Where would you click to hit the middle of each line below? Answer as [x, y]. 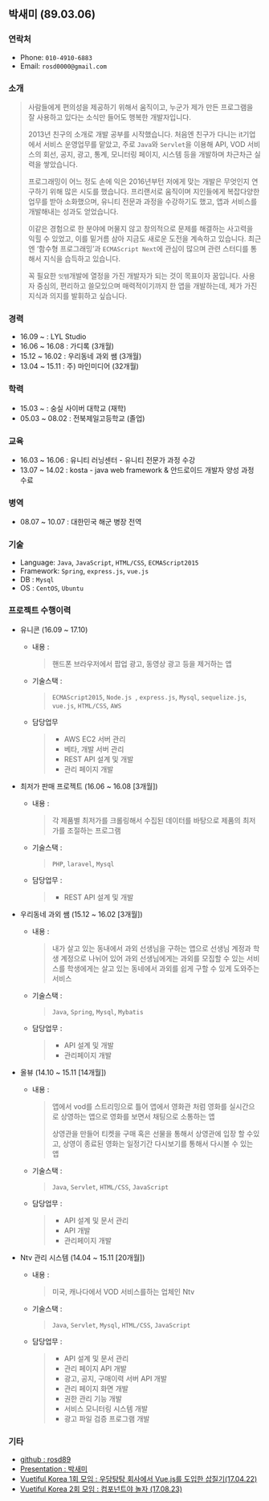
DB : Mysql [37, 580]
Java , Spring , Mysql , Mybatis [98, 1011]
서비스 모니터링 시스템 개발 [106, 1409]
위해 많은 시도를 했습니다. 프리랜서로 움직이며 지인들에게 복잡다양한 [155, 191]
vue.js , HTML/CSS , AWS [87, 705]
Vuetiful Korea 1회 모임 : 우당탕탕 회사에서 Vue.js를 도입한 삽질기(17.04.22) [139, 1479]
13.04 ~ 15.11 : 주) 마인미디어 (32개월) [79, 366]
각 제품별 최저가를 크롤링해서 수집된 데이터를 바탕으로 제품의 [146, 820]
